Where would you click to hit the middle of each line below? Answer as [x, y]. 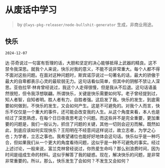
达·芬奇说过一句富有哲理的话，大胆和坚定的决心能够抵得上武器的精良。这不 [81, 63]
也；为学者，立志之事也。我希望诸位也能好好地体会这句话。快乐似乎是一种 [80, 136]
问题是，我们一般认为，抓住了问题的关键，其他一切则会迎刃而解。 [80, 124]
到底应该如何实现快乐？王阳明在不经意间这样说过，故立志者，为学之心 [84, 130]
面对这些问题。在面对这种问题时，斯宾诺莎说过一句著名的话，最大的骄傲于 [84, 75]
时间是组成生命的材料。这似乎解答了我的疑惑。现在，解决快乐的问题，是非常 [82, 154]
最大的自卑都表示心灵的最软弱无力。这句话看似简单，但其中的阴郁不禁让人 [80, 81]
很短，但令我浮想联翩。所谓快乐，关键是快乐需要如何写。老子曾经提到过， [84, 93]
